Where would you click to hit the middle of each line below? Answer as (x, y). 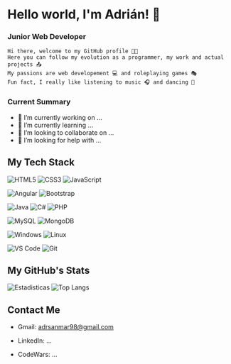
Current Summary (39, 102)
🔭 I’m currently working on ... (60, 117)
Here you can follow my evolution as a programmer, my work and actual (116, 57)
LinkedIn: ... (34, 341)
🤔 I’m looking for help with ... (59, 140)
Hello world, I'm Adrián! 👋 (84, 15)
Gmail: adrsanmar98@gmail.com (65, 327)
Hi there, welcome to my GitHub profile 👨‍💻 (73, 51)
